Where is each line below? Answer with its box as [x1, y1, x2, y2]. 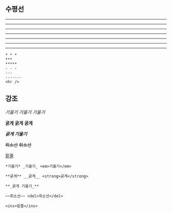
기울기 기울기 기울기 [5, 109, 45, 115]
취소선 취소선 [5, 141, 32, 147]
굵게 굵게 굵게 [5, 120, 33, 126]
